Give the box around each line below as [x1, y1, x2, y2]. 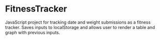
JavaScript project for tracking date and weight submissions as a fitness [5, 19, 151, 25]
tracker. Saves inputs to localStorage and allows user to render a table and [5, 24, 155, 30]
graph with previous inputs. [5, 29, 60, 35]
